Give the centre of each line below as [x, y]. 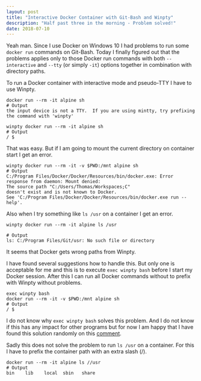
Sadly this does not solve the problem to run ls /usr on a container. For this [100, 345]
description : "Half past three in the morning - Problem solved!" [91, 23]
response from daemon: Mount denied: [54, 182]
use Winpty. [21, 89]
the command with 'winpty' [40, 116]
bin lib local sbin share [51, 373]
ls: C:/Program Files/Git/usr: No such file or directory [80, 241]
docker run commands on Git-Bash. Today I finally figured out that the [93, 52]
